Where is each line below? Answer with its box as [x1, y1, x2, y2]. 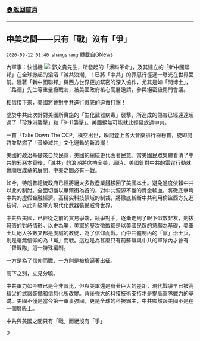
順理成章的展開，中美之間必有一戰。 [11, 167, 100, 174]
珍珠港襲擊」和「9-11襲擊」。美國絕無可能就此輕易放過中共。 [21, 119, 170, 126]
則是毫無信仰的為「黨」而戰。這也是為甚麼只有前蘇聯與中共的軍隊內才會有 [6, 237, 189, 244]
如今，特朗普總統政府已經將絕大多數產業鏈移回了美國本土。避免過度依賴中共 [6, 179, 194, 186]
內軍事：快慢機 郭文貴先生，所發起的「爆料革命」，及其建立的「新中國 [6, 64, 185, 71]
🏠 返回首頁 [6, 5, 38, 13]
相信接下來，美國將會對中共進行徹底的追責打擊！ [6, 99, 126, 106]
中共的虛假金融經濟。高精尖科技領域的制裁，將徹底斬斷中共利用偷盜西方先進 [6, 194, 194, 201]
